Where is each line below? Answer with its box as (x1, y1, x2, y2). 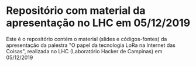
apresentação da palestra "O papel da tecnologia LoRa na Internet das (6, 42, 176, 49)
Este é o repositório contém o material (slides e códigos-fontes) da (6, 35, 167, 42)
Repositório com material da (6, 4, 146, 17)
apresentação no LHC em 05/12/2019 (6, 16, 191, 30)
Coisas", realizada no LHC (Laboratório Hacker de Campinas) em (6, 47, 163, 54)
